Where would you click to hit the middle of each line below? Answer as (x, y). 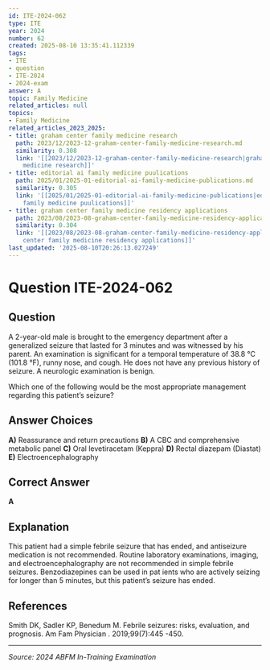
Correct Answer (49, 482)
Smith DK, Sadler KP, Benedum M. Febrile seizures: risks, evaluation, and (129, 625)
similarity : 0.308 (47, 151)
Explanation (39, 527)
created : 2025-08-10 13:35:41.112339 (72, 46)
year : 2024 (27, 31)
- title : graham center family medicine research (93, 135)
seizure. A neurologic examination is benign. (82, 370)
